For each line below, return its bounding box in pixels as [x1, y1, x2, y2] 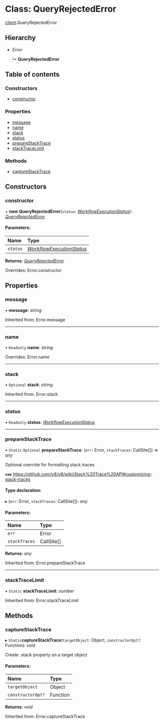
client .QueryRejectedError [5, 20, 58, 25]
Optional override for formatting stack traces [5, 461, 95, 467]
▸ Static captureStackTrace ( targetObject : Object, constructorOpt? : [5, 637, 142, 643]
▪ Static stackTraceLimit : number [5, 588, 75, 594]
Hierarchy [5, 34, 36, 42]
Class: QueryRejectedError [5, 3, 117, 15]
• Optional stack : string [5, 382, 53, 388]
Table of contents [5, 70, 60, 79]
